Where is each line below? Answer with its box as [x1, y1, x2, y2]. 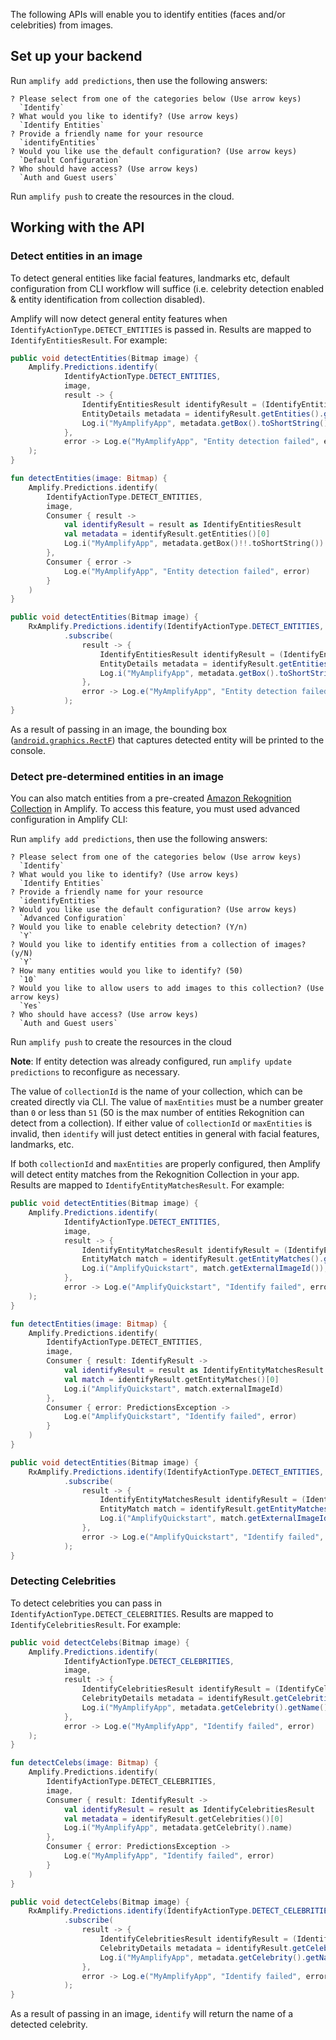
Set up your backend [10, 48, 143, 65]
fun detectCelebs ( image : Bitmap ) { [10, 1758, 159, 1768]
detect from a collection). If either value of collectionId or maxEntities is [10, 1117, 313, 1129]
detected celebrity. [10, 2019, 88, 2031]
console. [10, 744, 47, 756]
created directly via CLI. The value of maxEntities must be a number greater [10, 1096, 324, 1108]
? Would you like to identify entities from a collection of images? [10, 940, 307, 950]
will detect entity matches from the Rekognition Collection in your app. [10, 1169, 300, 1181]
